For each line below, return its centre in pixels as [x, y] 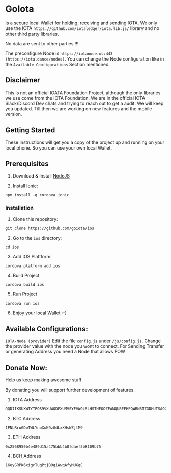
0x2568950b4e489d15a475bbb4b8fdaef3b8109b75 [53, 447]
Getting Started [30, 130]
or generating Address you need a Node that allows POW [65, 352]
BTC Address [26, 419]
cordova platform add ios [33, 266]
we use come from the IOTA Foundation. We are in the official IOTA [75, 98]
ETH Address [26, 437]
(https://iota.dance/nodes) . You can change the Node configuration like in [85, 58]
